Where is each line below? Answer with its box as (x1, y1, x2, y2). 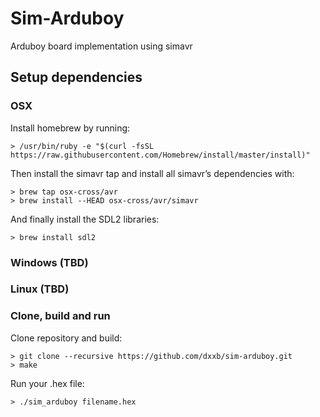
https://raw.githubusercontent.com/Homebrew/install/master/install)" (10, 150, 311, 160)
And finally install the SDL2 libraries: (10, 213, 160, 225)
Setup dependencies (10, 69, 143, 86)
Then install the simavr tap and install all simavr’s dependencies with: (10, 167, 295, 179)
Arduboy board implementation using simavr (10, 40, 193, 52)
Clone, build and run (10, 309, 111, 323)
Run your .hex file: (10, 377, 85, 389)
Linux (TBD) (10, 282, 70, 296)
